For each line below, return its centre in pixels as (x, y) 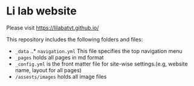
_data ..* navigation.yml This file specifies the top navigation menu (99, 51)
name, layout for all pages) (48, 70)
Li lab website (41, 11)
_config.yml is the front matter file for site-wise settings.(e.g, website (102, 64)
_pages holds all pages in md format (59, 57)
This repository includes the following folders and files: (75, 39)
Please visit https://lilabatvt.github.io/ (53, 28)
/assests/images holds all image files (61, 76)
